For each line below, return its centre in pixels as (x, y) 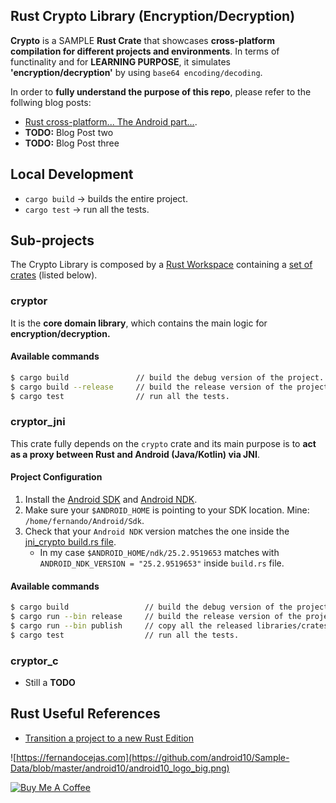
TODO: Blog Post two (69, 132)
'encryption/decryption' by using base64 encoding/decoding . (136, 72)
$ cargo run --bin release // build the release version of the (156, 617)
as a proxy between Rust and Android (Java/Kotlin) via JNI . (135, 454)
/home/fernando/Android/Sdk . (84, 521)
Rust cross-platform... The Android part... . (111, 121)
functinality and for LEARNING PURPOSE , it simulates (120, 61)
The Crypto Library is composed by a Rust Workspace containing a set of (161, 265)
